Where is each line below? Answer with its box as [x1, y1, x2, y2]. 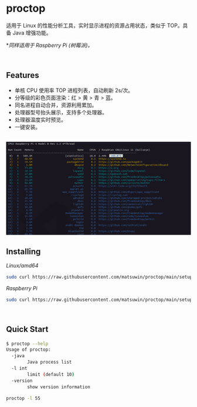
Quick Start [6, 324, 49, 334]
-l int [11, 365, 28, 371]
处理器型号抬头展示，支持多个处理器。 [14, 108, 107, 116]
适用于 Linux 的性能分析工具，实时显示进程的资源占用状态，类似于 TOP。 [6, 22, 183, 29]
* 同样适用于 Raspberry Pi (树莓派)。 [6, 42, 93, 49]
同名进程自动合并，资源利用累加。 [14, 101, 97, 108]
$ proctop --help [6, 341, 49, 347]
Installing [6, 246, 41, 256]
